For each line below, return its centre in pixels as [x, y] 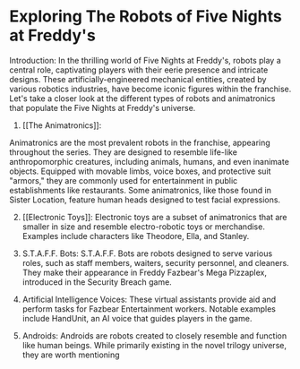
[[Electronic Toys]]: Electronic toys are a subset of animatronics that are [154, 217]
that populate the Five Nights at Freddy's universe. [103, 107]
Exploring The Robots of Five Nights [146, 17]
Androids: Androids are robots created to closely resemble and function [154, 335]
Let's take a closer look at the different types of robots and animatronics [142, 98]
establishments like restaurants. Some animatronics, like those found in [140, 190]
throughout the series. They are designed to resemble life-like [123, 152]
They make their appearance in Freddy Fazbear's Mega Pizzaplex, [144, 272]
